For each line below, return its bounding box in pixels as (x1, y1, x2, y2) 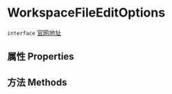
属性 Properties (7, 50, 74, 63)
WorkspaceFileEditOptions (7, 5, 166, 21)
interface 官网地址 (7, 28, 62, 37)
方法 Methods (7, 76, 67, 88)
